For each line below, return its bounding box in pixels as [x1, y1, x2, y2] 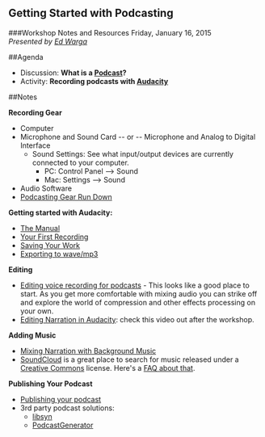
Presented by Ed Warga [8, 36, 87, 46]
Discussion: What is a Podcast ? [19, 68, 127, 78]
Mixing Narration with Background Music [19, 346, 157, 355]
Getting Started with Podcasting [8, 6, 174, 20]
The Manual [19, 223, 61, 233]
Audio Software [19, 183, 73, 193]
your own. [19, 306, 54, 316]
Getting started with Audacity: [8, 208, 113, 217]
